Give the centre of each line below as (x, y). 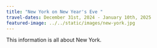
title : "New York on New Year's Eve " (55, 12)
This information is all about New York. (54, 40)
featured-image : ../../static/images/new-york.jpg (71, 23)
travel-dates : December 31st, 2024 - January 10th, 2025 (79, 17)
